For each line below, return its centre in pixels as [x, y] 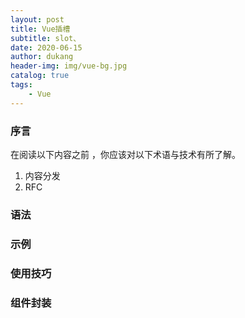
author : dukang [42, 57]
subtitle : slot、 [46, 38]
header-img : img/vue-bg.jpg [69, 66]
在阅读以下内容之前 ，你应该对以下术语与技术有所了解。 [125, 154]
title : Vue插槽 [40, 29]
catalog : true [40, 76]
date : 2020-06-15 [46, 47]
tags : [21, 85]
